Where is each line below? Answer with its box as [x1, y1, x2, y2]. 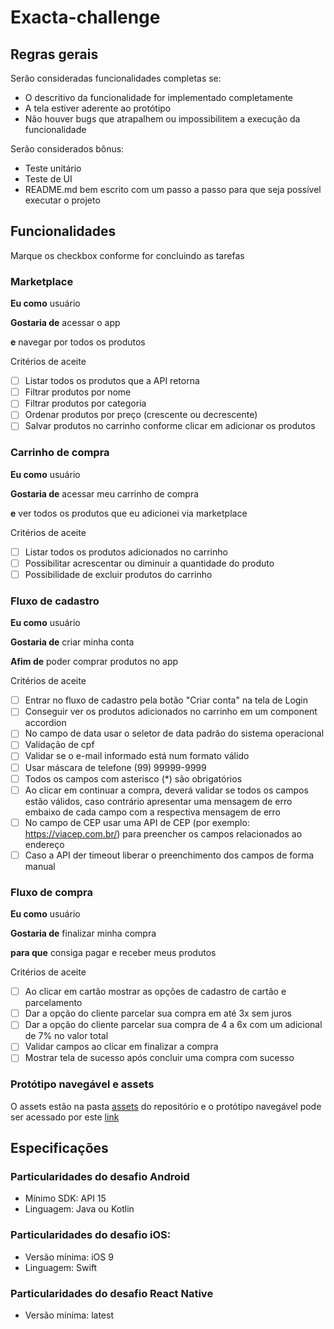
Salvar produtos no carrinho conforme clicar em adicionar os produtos [24, 420, 316, 432]
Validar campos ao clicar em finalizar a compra [24, 1041, 219, 1053]
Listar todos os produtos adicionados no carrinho [24, 546, 228, 558]
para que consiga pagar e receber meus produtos [10, 947, 217, 959]
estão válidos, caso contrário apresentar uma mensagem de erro [24, 795, 293, 807]
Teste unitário [24, 162, 82, 174]
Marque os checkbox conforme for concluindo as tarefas [10, 249, 245, 261]
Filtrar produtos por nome [24, 386, 132, 398]
